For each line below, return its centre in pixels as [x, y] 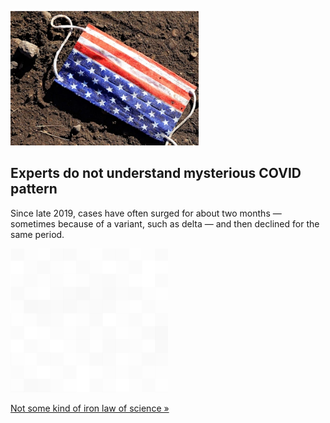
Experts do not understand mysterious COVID [156, 173]
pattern [34, 189]
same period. [37, 234]
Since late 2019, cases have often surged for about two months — [146, 213]
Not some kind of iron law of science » [90, 408]
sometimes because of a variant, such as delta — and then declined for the [165, 223]
